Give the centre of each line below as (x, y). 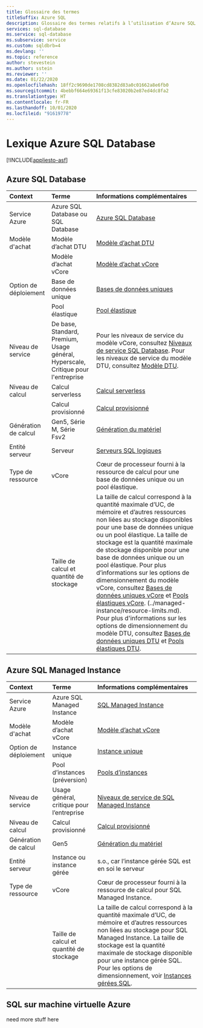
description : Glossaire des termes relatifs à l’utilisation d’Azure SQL (101, 23)
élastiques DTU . (119, 648)
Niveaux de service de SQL (136, 797)
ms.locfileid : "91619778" (39, 113)
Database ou (69, 214)
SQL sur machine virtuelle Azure (69, 1005)
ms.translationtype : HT (36, 96)
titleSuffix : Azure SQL (36, 18)
